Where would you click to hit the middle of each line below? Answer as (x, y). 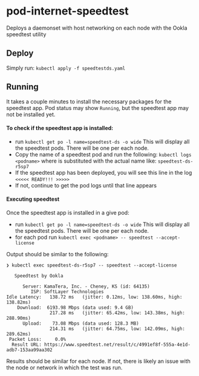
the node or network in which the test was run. (64, 368)
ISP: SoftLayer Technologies (67, 291)
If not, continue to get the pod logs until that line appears (86, 185)
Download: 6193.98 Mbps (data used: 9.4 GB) (76, 307)
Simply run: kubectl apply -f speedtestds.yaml (66, 68)
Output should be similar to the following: (57, 254)
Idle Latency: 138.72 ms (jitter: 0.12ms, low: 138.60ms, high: (94, 297)
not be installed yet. (31, 114)
